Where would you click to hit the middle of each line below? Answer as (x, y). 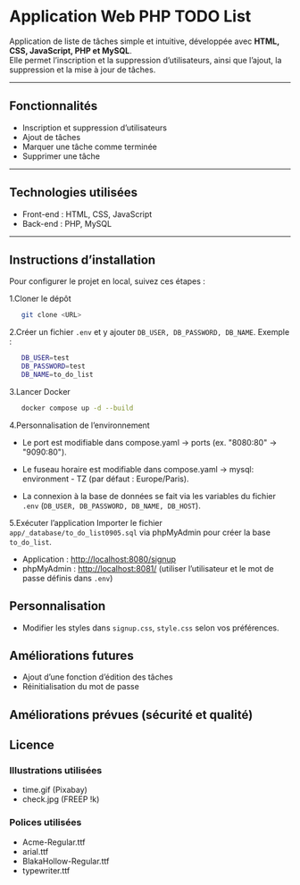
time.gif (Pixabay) (54, 790)
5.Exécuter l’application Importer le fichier (86, 522)
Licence (32, 745)
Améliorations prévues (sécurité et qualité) (131, 715)
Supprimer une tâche (61, 156)
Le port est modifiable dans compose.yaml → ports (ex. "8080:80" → (150, 442)
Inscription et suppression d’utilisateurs (95, 128)
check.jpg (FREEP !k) (61, 799)
